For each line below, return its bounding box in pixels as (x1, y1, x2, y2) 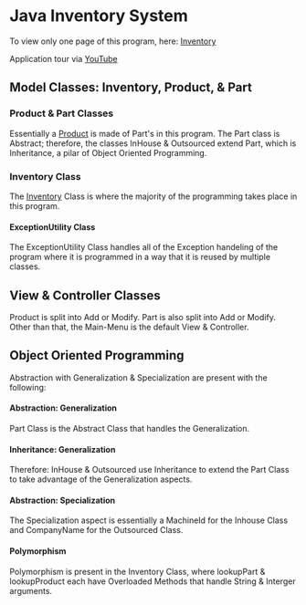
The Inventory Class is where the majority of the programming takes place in (9, 191, 298, 202)
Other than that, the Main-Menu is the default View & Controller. (9, 321, 249, 332)
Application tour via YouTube (9, 53, 118, 64)
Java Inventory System (9, 5, 189, 26)
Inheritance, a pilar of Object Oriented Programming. (9, 147, 207, 158)
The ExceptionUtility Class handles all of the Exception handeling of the (9, 242, 279, 253)
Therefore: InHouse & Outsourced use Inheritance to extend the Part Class (9, 464, 290, 475)
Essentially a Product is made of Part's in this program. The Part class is (9, 128, 280, 139)
